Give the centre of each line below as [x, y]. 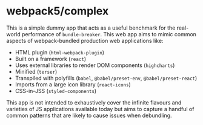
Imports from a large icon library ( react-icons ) [73, 84]
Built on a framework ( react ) [51, 59]
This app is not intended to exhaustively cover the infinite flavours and [94, 102]
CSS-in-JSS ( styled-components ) [56, 91]
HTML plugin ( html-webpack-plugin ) [60, 52]
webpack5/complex [58, 11]
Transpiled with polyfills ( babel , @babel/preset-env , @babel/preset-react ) [106, 78]
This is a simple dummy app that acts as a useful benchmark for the [91, 28]
